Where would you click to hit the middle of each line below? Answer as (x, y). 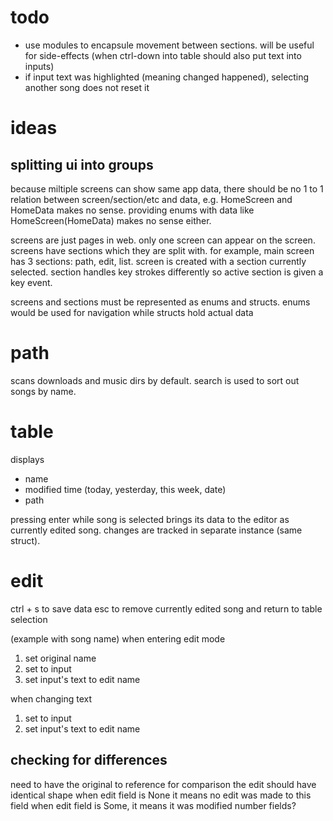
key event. (31, 282)
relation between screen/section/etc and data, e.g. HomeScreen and (151, 199)
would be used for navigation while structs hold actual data (132, 312)
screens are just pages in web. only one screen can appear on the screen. (163, 240)
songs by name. (43, 391)
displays (27, 459)
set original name (60, 658)
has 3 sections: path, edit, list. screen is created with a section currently (158, 261)
